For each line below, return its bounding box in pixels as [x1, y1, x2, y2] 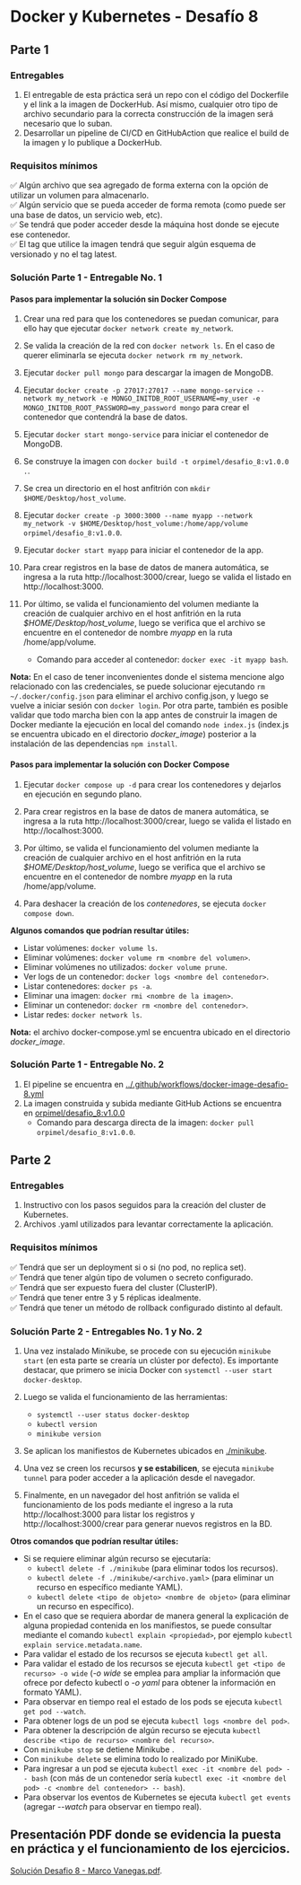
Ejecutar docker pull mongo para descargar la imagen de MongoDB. [22, 367, 274, 378]
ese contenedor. [10, 229, 71, 240]
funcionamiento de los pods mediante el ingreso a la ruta [22, 1500, 234, 1511]
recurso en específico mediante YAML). [36, 1582, 183, 1593]
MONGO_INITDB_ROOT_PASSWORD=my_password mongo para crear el [22, 402, 250, 413]
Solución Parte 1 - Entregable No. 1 [10, 271, 162, 284]
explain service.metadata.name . [22, 1639, 142, 1650]
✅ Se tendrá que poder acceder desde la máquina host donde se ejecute [10, 219, 280, 230]
